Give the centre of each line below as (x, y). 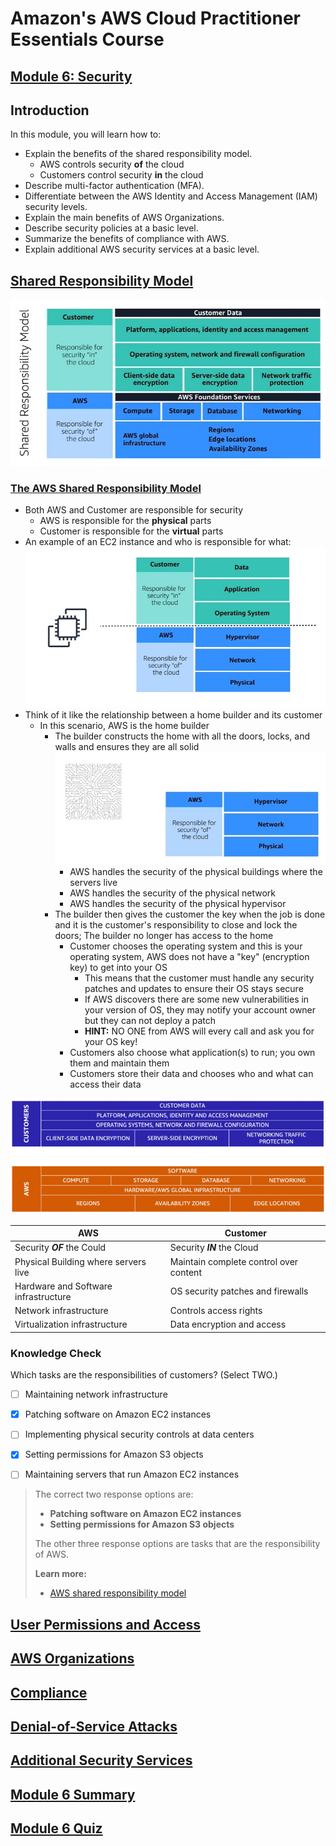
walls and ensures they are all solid (127, 746)
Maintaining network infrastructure (96, 1394)
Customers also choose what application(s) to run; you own (192, 1053)
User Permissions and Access (105, 1624)
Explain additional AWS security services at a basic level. (142, 249)
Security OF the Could (60, 1248)
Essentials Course (87, 39)
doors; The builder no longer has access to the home (164, 936)
